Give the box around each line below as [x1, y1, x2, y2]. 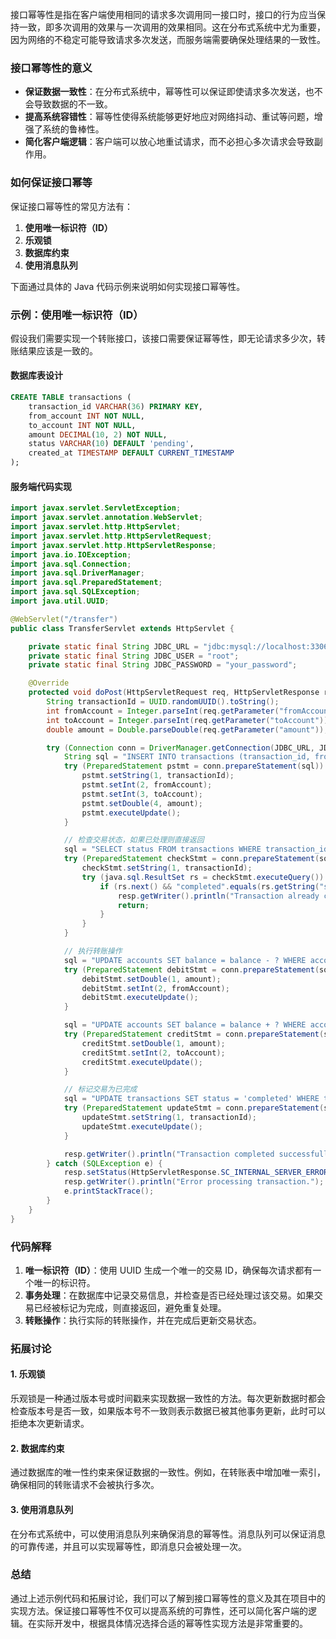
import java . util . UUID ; [10, 596, 110, 607]
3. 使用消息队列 [10, 1503, 74, 1515]
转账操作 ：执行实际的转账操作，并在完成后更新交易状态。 [24, 1314, 262, 1326]
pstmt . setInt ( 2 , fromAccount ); [81, 780, 213, 790]
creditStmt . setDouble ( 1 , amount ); [81, 1038, 226, 1048]
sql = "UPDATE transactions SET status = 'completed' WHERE [63, 1094, 320, 1104]
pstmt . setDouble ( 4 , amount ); [81, 798, 203, 808]
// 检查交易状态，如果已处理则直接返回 [63, 835, 205, 845]
